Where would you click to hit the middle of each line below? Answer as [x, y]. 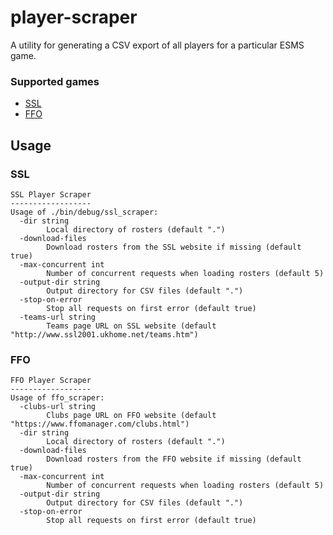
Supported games [55, 81]
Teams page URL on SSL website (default [131, 326]
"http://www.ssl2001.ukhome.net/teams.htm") [104, 334]
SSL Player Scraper [51, 194]
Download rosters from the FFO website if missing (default [174, 459]
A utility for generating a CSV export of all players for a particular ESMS [157, 45]
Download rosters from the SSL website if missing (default [174, 247]
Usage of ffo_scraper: [57, 398]
